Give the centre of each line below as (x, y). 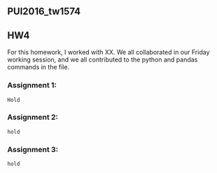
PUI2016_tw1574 (44, 12)
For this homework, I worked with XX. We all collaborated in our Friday (108, 53)
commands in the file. (38, 67)
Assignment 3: (33, 149)
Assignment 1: (32, 85)
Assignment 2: (33, 117)
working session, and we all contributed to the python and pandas (103, 60)
